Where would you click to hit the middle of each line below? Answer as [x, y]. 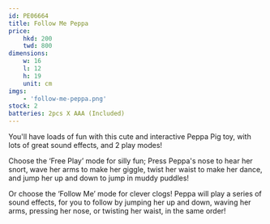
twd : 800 [38, 46]
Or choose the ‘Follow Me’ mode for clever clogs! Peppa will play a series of [135, 194]
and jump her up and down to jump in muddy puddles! [99, 178]
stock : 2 [23, 106]
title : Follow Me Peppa [49, 23]
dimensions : [28, 53]
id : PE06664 [28, 16]
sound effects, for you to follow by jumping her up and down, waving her [130, 202]
